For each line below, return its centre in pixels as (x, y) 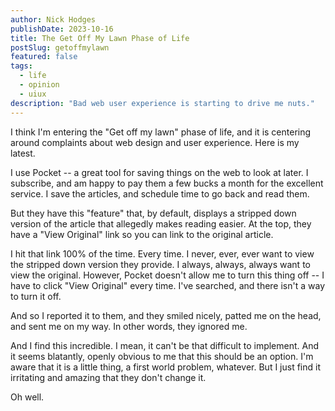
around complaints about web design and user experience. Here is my (155, 142)
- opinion (39, 85)
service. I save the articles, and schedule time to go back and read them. (160, 193)
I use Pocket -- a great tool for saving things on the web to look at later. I (159, 172)
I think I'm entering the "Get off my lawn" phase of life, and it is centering (161, 132)
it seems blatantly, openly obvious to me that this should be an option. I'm (162, 356)
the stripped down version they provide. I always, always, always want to (160, 264)
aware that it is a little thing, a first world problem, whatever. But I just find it (165, 367)
